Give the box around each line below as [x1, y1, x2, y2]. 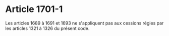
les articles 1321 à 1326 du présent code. [5, 25, 90, 31]
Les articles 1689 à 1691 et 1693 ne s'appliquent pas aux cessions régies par [5, 20, 164, 26]
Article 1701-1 [5, 3, 63, 15]
